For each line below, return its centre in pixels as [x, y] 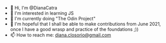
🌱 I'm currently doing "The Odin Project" [53, 18]
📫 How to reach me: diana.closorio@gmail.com [60, 35]
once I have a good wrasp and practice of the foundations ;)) [74, 29]
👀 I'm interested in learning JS [42, 13]
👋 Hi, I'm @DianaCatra [34, 8]
